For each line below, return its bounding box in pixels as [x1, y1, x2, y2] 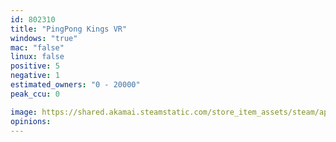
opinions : [10, 116, 52, 126]
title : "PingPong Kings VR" [10, 24, 128, 34]
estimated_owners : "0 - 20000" [10, 80, 141, 90]
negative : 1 [10, 71, 60, 81]
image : [10, 107, 38, 117]
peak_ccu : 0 [10, 89, 60, 99]
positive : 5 [10, 61, 60, 71]
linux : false [10, 52, 65, 62]
